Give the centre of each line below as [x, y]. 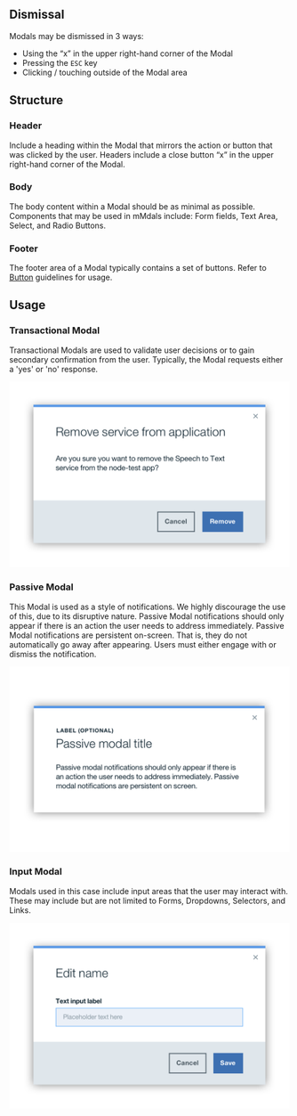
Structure [36, 100]
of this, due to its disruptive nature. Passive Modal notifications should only [147, 616]
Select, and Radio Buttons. [58, 225]
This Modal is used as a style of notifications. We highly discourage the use [148, 607]
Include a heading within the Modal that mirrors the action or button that [141, 145]
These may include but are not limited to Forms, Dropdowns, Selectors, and [148, 900]
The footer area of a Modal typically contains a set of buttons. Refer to [138, 268]
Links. [20, 910]
